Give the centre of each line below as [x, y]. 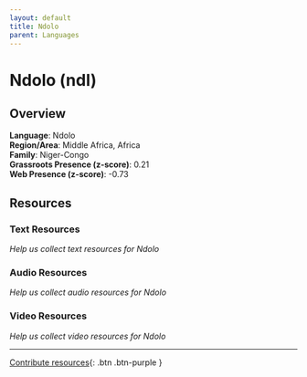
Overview [38, 114]
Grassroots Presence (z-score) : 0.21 [79, 164]
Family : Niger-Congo [49, 155]
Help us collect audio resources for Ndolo [88, 292]
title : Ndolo [34, 26]
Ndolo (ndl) [53, 80]
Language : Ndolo [42, 136]
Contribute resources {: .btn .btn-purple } [86, 362]
